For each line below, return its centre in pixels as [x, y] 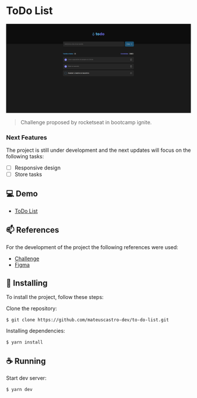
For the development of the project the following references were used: [92, 247]
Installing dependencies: [36, 331]
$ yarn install [25, 342]
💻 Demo [22, 194]
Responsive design [38, 168]
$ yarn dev [19, 390]
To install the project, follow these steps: [55, 297]
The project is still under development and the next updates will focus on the [98, 150]
